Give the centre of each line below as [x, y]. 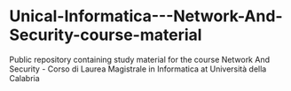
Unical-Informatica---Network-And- [146, 16]
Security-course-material [106, 35]
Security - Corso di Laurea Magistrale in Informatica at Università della [138, 69]
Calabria [24, 78]
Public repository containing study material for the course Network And [140, 59]
